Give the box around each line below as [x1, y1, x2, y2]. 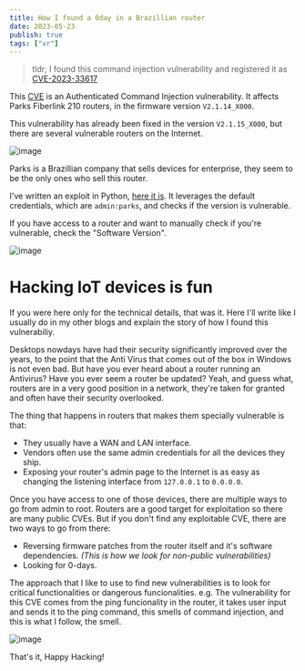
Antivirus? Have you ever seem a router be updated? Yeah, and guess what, [9, 373, 294, 384]
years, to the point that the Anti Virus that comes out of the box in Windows [9, 354, 292, 365]
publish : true [9, 30, 64, 39]
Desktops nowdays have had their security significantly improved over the [9, 344, 288, 355]
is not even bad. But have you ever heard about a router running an [9, 363, 261, 374]
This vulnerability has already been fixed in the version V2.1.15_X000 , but [9, 118, 282, 129]
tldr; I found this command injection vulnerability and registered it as [31, 64, 288, 75]
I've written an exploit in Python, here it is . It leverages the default [9, 190, 256, 201]
